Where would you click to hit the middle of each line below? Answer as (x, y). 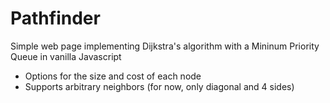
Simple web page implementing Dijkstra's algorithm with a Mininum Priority (165, 46)
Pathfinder (55, 18)
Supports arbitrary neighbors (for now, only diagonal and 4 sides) (159, 86)
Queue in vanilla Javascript (66, 56)
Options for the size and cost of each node (113, 76)
